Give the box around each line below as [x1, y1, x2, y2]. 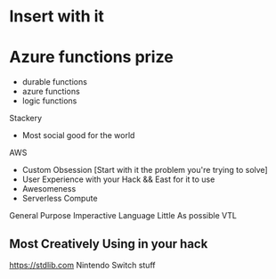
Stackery [9, 113, 43, 124]
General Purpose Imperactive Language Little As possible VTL [9, 210, 238, 221]
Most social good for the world [21, 130, 135, 141]
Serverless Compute [21, 193, 98, 204]
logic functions [21, 95, 77, 106]
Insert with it [9, 6, 105, 27]
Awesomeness [21, 184, 77, 194]
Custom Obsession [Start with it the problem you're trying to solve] [21, 165, 269, 176]
